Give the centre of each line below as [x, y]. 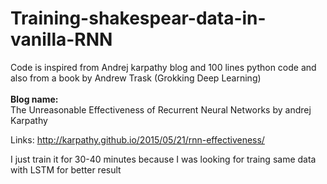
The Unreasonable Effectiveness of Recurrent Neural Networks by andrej [161, 109]
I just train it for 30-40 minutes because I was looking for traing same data [163, 159]
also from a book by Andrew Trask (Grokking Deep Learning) [136, 78]
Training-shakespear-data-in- [138, 18]
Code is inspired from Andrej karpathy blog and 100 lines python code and [163, 67]
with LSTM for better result [66, 169]
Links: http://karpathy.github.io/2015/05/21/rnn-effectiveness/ [137, 139]
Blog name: [34, 99]
